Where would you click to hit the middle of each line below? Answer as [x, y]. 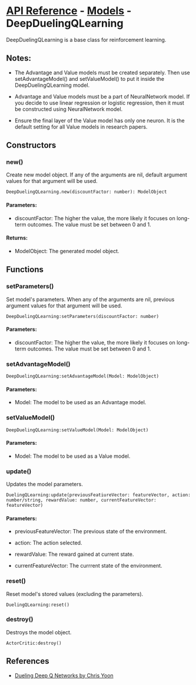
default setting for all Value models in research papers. [81, 127]
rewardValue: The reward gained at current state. [74, 554]
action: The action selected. [48, 543]
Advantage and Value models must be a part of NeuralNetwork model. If [102, 96]
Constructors [31, 145]
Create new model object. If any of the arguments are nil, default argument [97, 175]
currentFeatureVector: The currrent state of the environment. [89, 566]
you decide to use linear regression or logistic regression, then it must [99, 103]
